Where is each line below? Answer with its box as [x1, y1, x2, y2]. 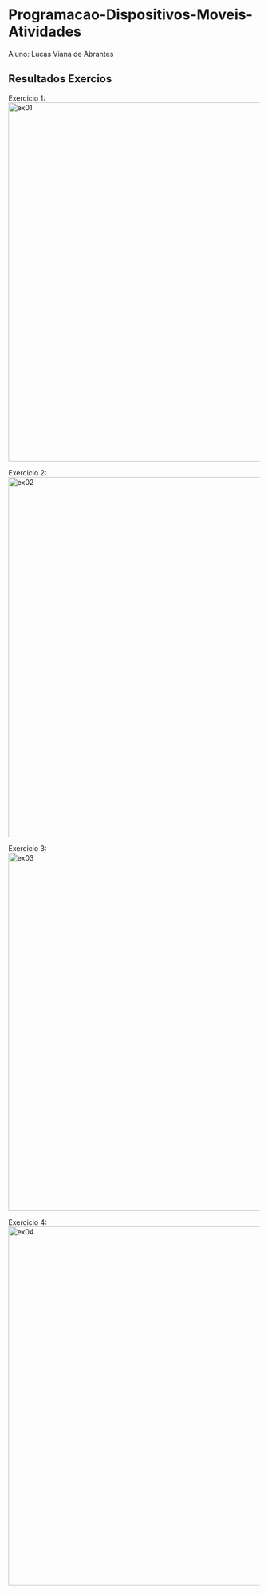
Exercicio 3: [8, 843, 47, 853]
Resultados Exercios [8, 72, 112, 85]
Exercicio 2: [8, 467, 47, 477]
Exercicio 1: [8, 93, 45, 103]
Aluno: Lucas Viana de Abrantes [8, 49, 114, 58]
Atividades [8, 22, 82, 41]
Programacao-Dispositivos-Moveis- [8, 6, 253, 24]
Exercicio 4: [8, 1217, 48, 1227]
